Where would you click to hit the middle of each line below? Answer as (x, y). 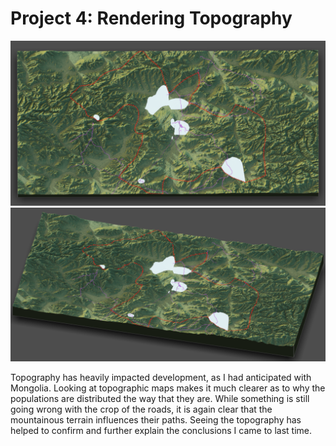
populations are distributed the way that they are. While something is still (160, 398)
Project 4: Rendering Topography (151, 18)
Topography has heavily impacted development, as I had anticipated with (161, 377)
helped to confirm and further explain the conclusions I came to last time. (161, 430)
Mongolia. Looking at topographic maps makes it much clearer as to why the (168, 388)
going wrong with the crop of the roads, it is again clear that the (141, 409)
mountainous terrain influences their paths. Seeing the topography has (156, 419)
